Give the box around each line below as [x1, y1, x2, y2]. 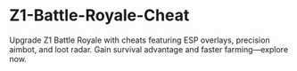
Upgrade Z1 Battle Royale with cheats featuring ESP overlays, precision [9, 35, 270, 45]
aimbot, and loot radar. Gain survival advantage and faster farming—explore [9, 43, 288, 54]
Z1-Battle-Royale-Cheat [9, 5, 190, 26]
